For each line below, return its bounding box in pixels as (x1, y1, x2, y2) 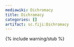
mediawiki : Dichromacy (5, 7, 53, 13)
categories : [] (5, 17, 38, 22)
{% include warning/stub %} (5, 36, 65, 42)
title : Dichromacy (5, 12, 44, 17)
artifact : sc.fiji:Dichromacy (5, 21, 69, 27)
